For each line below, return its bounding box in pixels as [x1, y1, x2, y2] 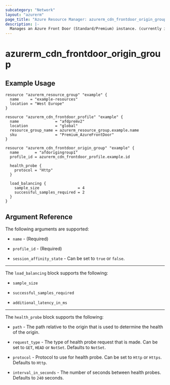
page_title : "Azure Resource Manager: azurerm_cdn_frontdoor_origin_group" [5, 17, 168, 22]
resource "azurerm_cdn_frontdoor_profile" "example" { [5, 114, 123, 120]
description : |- [5, 21, 39, 27]
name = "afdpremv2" [10, 119, 85, 124]
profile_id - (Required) [12, 245, 62, 251]
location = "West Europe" [10, 101, 65, 106]
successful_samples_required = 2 [14, 190, 85, 195]
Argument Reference [5, 212, 73, 221]
